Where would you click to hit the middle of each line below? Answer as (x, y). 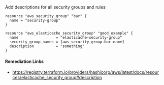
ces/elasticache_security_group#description (57, 78)
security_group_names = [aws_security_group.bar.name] (67, 42)
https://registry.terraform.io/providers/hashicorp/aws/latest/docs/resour (85, 72)
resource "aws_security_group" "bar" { (46, 16)
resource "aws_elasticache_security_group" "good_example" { (69, 33)
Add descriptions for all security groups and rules (55, 7)
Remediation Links (25, 61)
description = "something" (47, 46)
